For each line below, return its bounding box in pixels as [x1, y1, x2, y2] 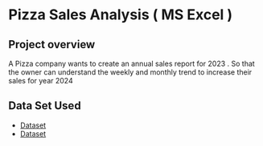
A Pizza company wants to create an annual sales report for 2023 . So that [8, 59, 255, 68]
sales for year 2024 [8, 76, 74, 85]
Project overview [8, 38, 96, 51]
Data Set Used [8, 99, 82, 113]
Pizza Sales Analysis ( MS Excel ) [8, 6, 233, 24]
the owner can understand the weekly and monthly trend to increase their [8, 67, 253, 77]
